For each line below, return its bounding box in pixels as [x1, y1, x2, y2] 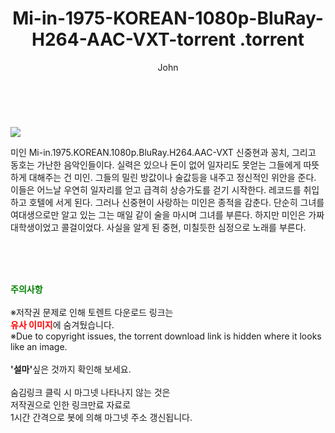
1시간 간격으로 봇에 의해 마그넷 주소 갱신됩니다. [10, 411, 193, 423]
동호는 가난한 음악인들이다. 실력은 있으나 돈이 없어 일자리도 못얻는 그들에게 [10, 158, 302, 171]
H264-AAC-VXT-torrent [31, 28, 237, 51]
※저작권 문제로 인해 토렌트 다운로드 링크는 [10, 306, 174, 318]
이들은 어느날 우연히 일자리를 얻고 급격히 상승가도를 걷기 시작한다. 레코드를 [10, 183, 302, 196]
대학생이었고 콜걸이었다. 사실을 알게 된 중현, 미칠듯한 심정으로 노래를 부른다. [10, 221, 307, 233]
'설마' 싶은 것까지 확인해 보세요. [10, 363, 132, 375]
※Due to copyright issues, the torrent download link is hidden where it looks [10, 330, 322, 342]
